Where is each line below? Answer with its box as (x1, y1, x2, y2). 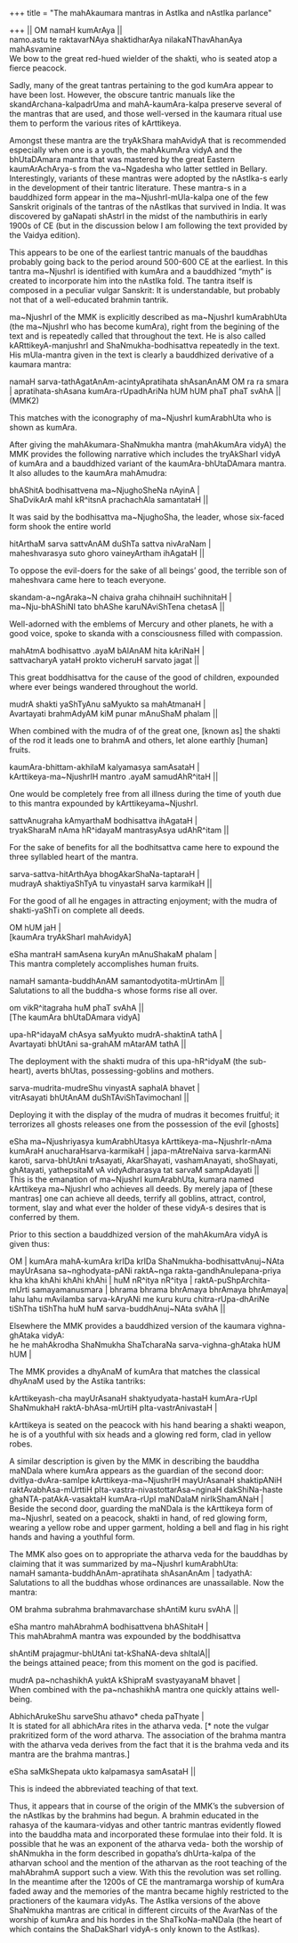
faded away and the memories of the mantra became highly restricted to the (9, 1886, 289, 1897)
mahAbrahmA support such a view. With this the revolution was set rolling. (9, 1867, 282, 1877)
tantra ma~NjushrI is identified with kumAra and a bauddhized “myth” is (9, 266, 272, 276)
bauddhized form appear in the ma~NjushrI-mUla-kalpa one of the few (9, 192, 269, 202)
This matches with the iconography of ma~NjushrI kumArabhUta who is (9, 413, 272, 422)
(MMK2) (9, 396, 40, 406)
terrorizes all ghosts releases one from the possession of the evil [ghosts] (9, 1119, 279, 1129)
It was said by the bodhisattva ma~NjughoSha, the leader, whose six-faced (9, 512, 285, 522)
